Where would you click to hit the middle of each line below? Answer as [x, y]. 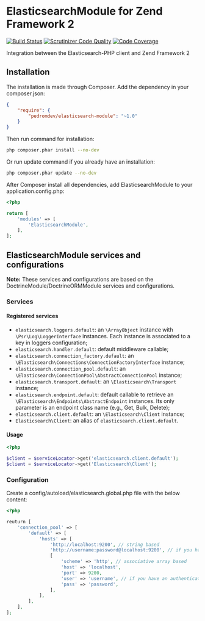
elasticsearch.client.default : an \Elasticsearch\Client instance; [100, 414]
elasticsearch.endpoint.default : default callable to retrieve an [94, 394]
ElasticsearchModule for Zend [85, 11]
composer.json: [26, 93]
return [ [17, 213]
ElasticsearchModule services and [74, 255]
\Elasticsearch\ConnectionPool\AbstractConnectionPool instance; [99, 375]
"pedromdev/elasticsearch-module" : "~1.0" [83, 116]
